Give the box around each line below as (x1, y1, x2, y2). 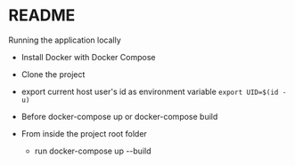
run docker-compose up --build (34, 145, 152, 156)
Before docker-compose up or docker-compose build (20, 111, 218, 122)
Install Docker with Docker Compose (20, 51, 156, 62)
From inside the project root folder (20, 128, 148, 138)
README (8, 5, 76, 26)
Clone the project (20, 68, 86, 80)
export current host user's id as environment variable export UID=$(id (20, 86, 279, 97)
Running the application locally (8, 35, 121, 45)
